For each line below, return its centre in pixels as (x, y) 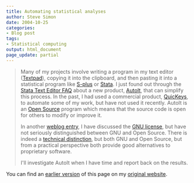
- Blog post (21, 33)
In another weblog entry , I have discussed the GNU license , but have (103, 126)
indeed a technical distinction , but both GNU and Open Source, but (101, 139)
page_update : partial (33, 55)
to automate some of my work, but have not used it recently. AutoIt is (104, 102)
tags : (13, 39)
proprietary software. (46, 151)
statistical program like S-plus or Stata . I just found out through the (101, 84)
